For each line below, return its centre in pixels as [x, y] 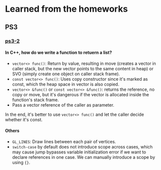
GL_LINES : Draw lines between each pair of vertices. [64, 141]
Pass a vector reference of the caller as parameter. [63, 105]
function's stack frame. [35, 100]
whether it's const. [24, 119]
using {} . [21, 162]
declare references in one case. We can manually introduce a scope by [83, 157]
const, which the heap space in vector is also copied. [66, 84]
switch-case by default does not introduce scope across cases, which [82, 147]
